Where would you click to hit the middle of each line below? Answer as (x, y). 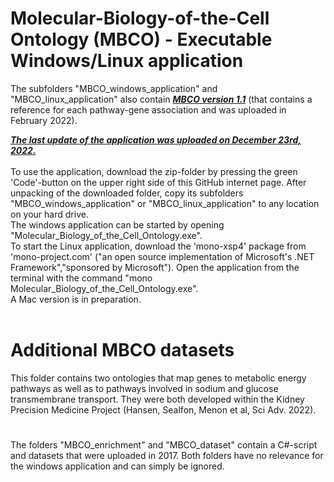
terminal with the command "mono (81, 278)
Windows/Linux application (127, 61)
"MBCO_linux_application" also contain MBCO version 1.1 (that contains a (161, 99)
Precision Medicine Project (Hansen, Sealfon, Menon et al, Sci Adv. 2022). (163, 409)
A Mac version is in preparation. (76, 299)
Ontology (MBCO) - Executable (141, 39)
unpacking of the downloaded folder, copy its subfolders (127, 193)
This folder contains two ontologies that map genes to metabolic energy (158, 378)
